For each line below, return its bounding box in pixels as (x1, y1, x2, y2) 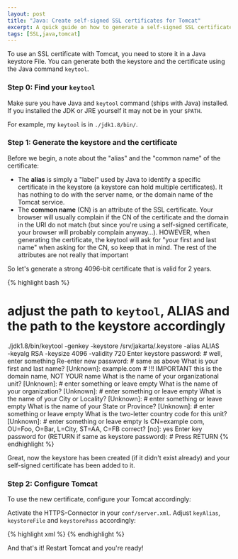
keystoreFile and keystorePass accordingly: (7, 516, 136, 525)
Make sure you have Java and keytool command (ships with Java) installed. (7, 99, 229, 107)
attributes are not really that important (17, 250, 129, 259)
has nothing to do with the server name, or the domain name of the (17, 190, 214, 199)
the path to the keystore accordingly (7, 318, 226, 335)
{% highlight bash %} (7, 278, 70, 286)
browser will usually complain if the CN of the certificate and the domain (17, 212, 229, 221)
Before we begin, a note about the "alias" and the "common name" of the (7, 153, 221, 162)
